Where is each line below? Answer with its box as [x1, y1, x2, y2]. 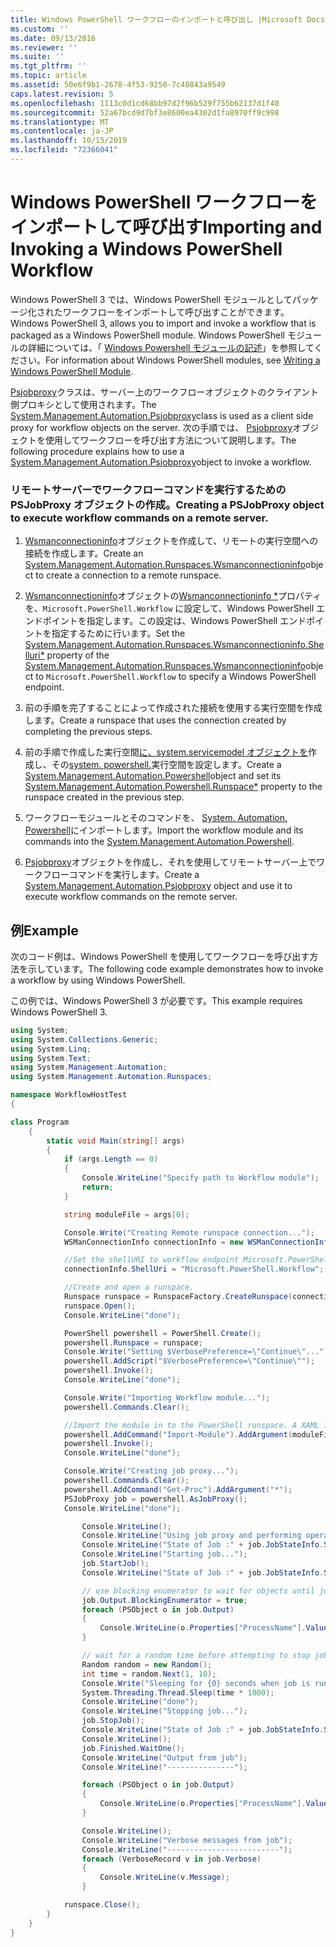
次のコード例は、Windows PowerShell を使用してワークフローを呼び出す [10, 950, 310, 962]
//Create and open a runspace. [63, 1282, 195, 1293]
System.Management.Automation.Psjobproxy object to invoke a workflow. [10, 456, 312, 468]
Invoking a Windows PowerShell [10, 238, 283, 261]
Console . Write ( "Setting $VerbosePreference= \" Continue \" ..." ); [63, 1347, 333, 1357]
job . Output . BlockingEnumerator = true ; [81, 1595, 248, 1605]
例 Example [10, 922, 79, 939]
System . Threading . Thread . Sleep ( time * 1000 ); [81, 1687, 275, 1698]
